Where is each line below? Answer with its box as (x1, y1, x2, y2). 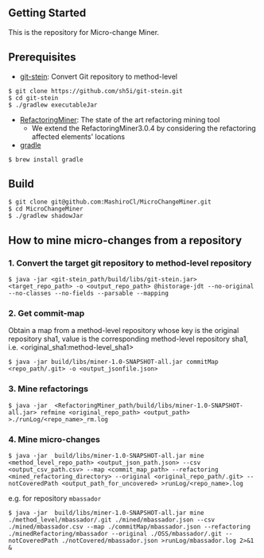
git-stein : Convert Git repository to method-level (19, 72, 177, 81)
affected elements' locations (31, 131, 126, 141)
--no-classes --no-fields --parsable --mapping (8, 289, 169, 297)
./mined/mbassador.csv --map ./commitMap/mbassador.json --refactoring (8, 523, 250, 531)
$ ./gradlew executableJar (8, 101, 98, 109)
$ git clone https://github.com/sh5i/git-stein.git (8, 87, 183, 95)
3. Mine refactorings (8, 383, 89, 394)
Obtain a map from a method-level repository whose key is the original (8, 326, 239, 335)
